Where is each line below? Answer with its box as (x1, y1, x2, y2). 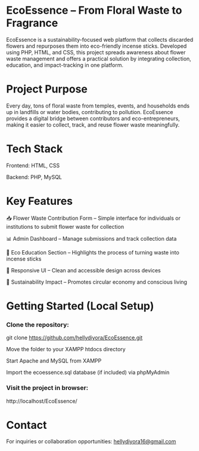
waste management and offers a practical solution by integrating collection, (6, 55, 192, 62)
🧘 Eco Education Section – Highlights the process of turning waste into (6, 248, 180, 256)
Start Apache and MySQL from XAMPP (6, 357, 102, 364)
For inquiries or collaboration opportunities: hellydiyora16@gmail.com (6, 438, 176, 445)
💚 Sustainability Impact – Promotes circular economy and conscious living (6, 278, 188, 286)
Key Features (6, 195, 73, 208)
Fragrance (6, 16, 58, 30)
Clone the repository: (6, 320, 70, 329)
